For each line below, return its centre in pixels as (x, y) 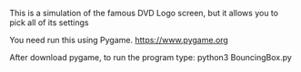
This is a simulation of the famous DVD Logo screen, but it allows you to (144, 13)
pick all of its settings (49, 22)
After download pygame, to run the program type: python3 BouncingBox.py (151, 57)
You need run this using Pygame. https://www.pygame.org (119, 40)
